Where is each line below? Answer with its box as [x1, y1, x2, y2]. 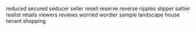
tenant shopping [6, 18, 46, 24]
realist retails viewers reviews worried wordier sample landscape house [6, 11, 180, 18]
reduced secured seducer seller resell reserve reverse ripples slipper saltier [6, 5, 191, 12]
